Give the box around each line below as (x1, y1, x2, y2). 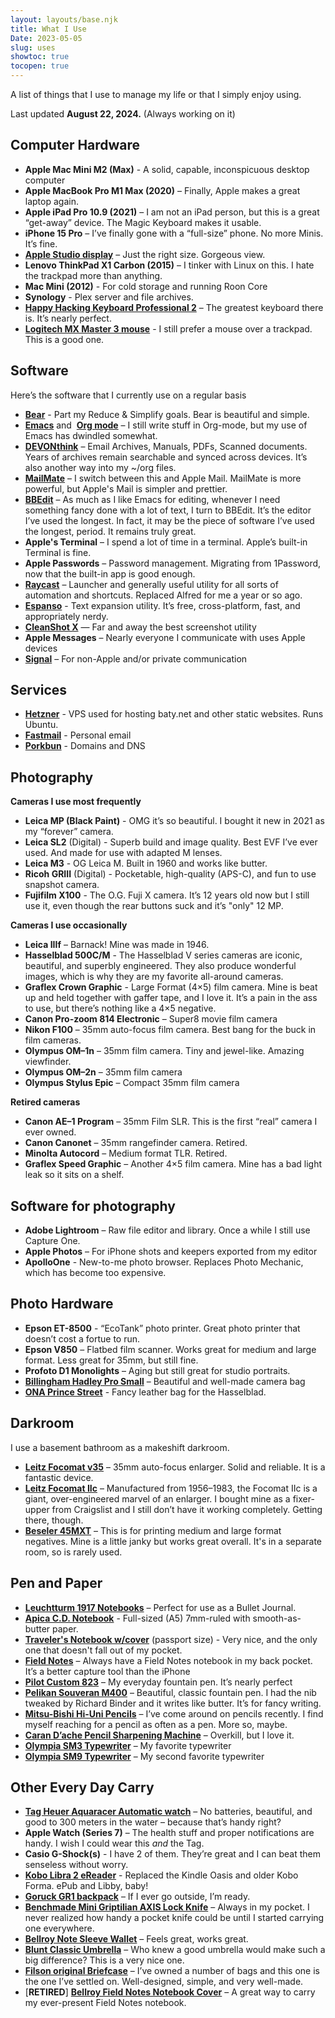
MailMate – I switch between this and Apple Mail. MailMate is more (24, 472, 302, 484)
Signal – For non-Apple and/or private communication (24, 652, 248, 665)
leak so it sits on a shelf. (24, 1169, 125, 1181)
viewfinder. (24, 1056, 72, 1068)
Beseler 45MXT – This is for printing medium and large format (24, 1524, 282, 1536)
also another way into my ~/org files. (24, 461, 177, 473)
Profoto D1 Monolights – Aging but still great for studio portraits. (24, 1364, 291, 1376)
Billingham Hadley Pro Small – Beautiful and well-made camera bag (24, 1375, 306, 1387)
